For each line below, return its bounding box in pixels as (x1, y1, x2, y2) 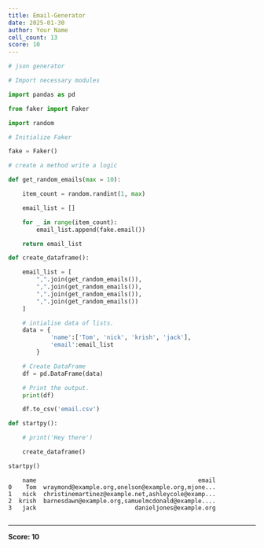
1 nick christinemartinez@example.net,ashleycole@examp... (8, 490, 216, 498)
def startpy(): (8, 420, 58, 428)
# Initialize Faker (8, 133, 72, 142)
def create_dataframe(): (8, 254, 90, 262)
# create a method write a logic (8, 162, 118, 170)
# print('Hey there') (22, 434, 93, 442)
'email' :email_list (49, 341, 114, 349)
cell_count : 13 (8, 33, 58, 42)
